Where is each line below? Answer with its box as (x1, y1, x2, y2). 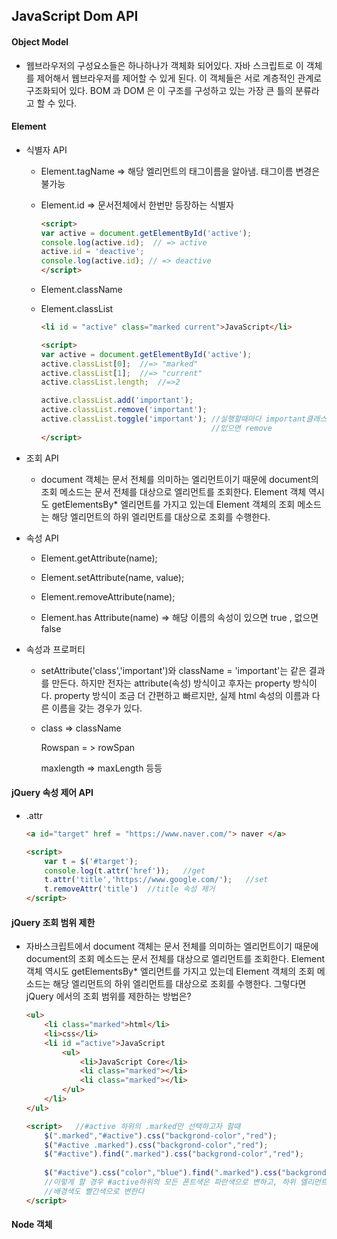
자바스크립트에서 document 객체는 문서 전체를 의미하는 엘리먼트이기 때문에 (25, 940, 319, 953)
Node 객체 (11, 1219, 53, 1231)
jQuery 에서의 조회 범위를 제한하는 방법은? (25, 990, 192, 1003)
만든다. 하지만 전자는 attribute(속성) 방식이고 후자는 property (51, 677, 291, 689)
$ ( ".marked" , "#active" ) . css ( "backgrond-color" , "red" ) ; (44, 1130, 278, 1141)
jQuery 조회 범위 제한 (11, 916, 96, 928)
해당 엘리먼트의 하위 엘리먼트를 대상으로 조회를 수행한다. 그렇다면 (52, 978, 307, 990)
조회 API (25, 452, 59, 464)
